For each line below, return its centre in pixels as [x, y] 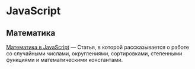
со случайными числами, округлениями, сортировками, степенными [94, 54]
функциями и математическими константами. [65, 60]
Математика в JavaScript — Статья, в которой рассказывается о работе [98, 47]
